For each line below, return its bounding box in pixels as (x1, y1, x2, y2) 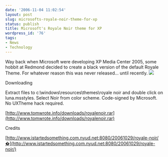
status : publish (5, 21, 39, 27)
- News (5, 40, 19, 45)
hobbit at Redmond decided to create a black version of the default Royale (5, 64, 159, 70)
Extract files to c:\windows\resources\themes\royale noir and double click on (5, 89, 163, 96)
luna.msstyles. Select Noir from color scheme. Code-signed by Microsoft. (5, 95, 157, 101)
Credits (5, 125, 21, 131)
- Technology (5, 45, 33, 50)
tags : (5, 36, 17, 41)
